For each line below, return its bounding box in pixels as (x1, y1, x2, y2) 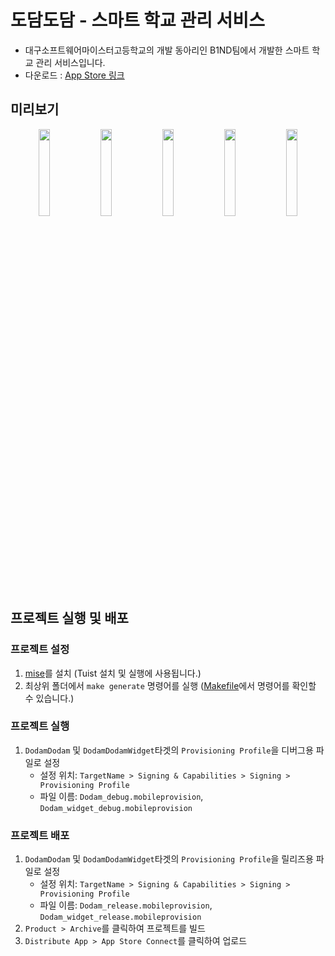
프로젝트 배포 (10, 828, 70, 842)
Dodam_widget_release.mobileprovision (39, 912, 202, 923)
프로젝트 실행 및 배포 (10, 610, 129, 627)
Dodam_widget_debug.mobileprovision (39, 803, 193, 813)
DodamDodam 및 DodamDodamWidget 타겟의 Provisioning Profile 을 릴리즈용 (24, 853, 314, 865)
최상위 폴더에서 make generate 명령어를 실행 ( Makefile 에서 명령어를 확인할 (24, 679, 317, 691)
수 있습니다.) (24, 692, 75, 704)
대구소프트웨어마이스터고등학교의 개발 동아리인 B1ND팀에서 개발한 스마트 (24, 44, 310, 56)
